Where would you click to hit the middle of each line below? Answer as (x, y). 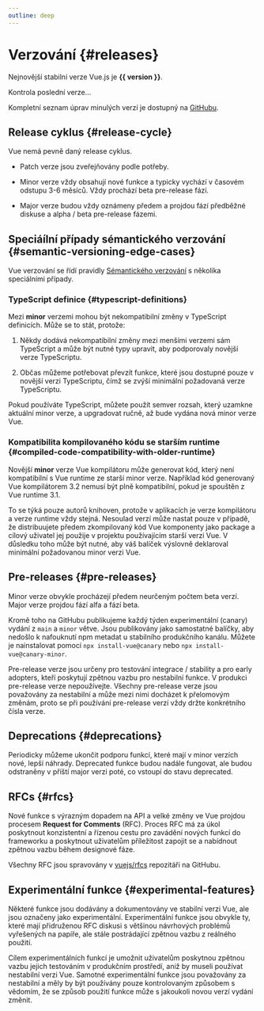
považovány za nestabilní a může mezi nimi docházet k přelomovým (119, 694)
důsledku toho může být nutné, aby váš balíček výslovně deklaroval (119, 544)
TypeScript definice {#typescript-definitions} (98, 299)
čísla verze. (27, 711)
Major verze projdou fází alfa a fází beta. (74, 605)
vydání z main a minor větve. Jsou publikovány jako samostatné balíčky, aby (131, 628)
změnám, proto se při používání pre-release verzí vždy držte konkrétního (127, 703)
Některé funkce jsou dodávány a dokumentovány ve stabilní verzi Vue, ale (129, 909)
